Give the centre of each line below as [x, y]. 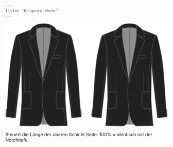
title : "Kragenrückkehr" [32, 11]
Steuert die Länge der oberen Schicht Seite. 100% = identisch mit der [79, 134]
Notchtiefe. [17, 140]
